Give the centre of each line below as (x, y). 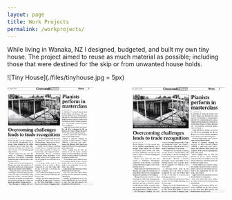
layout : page (26, 14)
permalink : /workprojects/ (46, 29)
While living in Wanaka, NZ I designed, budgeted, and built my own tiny (108, 50)
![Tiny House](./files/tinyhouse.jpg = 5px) (66, 78)
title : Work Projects (38, 22)
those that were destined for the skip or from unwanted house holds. (105, 64)
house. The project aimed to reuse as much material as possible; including (113, 57)
